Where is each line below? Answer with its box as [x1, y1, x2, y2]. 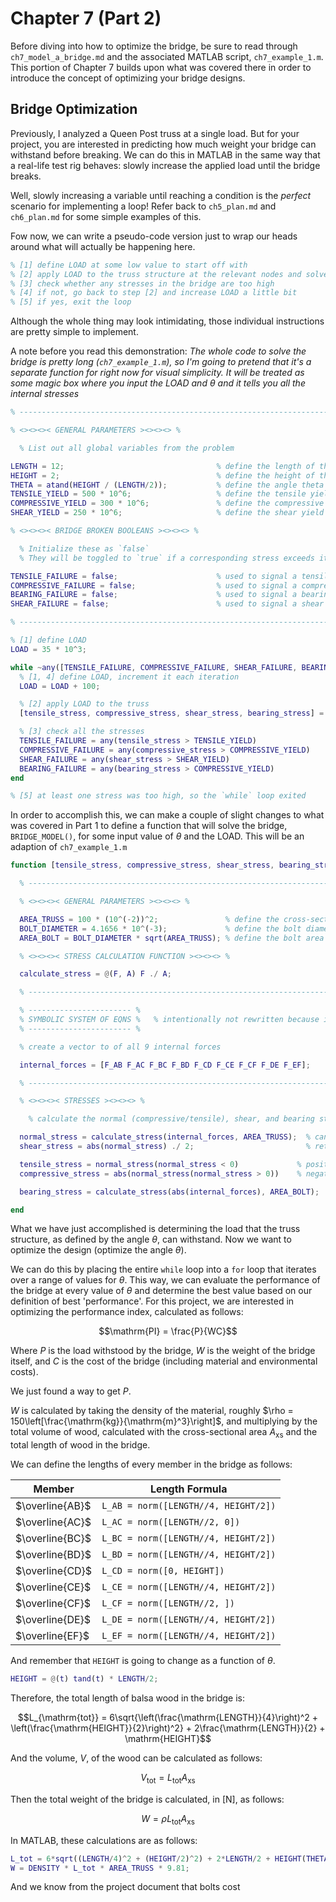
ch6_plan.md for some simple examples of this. [10, 210, 202, 222]
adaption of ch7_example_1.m [10, 841, 128, 853]
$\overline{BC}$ [15, 1532, 92, 1546]
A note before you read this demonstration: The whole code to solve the [10, 345, 307, 357]
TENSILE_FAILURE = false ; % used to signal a [10, 571, 298, 581]
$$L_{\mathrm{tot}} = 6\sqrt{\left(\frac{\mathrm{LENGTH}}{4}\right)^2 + [17, 1712, 319, 1724]
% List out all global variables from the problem [19, 443, 235, 453]
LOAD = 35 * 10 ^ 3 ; [10, 644, 87, 654]
